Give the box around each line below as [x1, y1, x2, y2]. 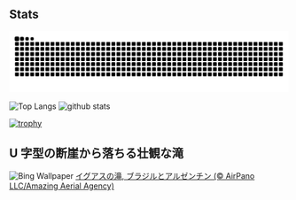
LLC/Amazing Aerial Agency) [9, 181, 115, 191]
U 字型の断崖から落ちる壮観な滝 [9, 145, 184, 160]
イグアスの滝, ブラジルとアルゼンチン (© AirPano [74, 171, 255, 181]
